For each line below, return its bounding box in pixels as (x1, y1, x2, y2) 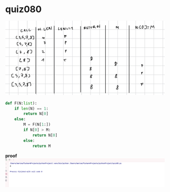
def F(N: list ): (5, 100, 37, 106)
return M (32, 143, 51, 148)
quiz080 (5, 4, 42, 15)
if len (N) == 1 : (14, 106, 49, 111)
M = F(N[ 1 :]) (23, 122, 51, 127)
